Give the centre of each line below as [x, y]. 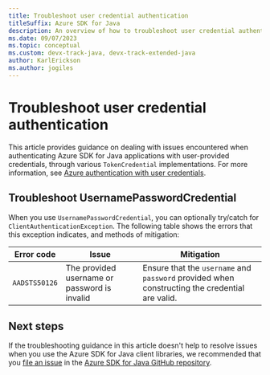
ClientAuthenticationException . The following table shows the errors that [131, 226]
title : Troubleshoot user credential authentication [98, 16]
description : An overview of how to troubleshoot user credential [122, 31]
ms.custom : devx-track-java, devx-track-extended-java [102, 53]
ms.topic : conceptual [45, 46]
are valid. [160, 298]
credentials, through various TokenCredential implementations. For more [128, 164]
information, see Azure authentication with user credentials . [107, 173]
